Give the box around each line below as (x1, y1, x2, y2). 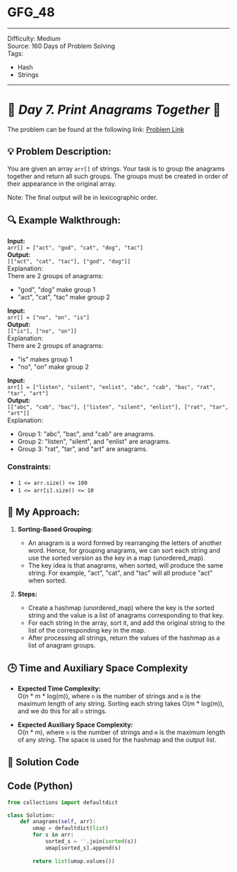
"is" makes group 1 (17, 354, 73, 364)
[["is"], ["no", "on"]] (7, 328, 78, 335)
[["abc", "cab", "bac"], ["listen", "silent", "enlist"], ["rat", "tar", (7, 403, 229, 410)
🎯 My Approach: (7, 506, 80, 518)
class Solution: (7, 811, 55, 819)
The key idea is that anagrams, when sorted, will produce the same (28, 561, 224, 569)
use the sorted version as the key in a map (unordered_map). (28, 554, 206, 562)
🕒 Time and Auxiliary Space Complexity (7, 662, 188, 674)
